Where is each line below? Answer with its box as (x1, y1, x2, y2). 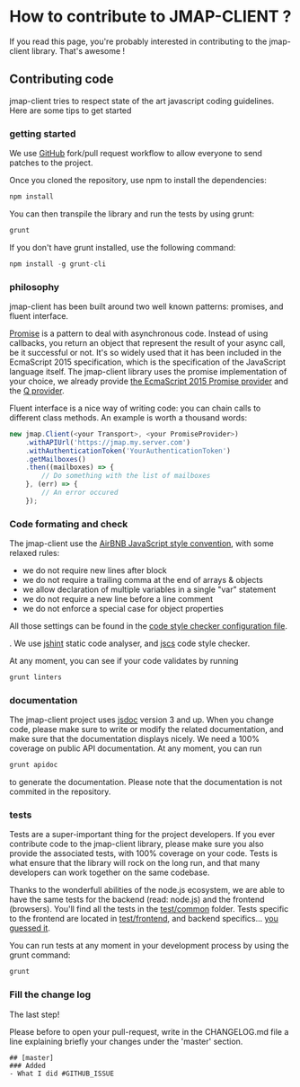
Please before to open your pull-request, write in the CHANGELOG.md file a (9, 1026, 289, 1037)
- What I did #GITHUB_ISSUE (9, 1069, 115, 1078)
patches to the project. (9, 157, 93, 168)
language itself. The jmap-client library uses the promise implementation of (9, 366, 287, 376)
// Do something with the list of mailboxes (41, 472, 211, 481)
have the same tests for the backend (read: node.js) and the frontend (9, 894, 265, 905)
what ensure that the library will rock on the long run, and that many (9, 858, 260, 869)
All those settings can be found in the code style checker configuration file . (9, 621, 287, 632)
